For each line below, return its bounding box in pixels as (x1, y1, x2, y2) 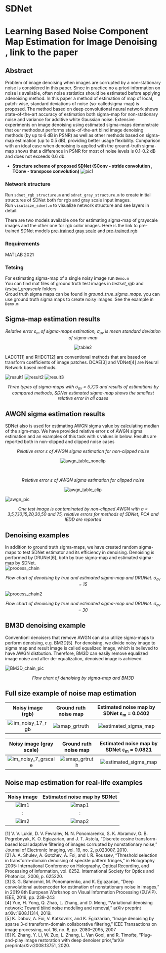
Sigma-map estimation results (5, 315, 100, 323)
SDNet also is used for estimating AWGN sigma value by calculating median (5, 423, 159, 429)
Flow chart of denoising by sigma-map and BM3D (32, 675, 134, 681)
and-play (5, 937, 24, 943)
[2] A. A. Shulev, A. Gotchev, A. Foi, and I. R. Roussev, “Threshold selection (5, 852, 158, 858)
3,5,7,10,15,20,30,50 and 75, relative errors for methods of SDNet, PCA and (7, 511, 159, 517)
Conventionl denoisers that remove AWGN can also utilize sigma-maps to (5, 635, 155, 640)
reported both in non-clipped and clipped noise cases (5, 439, 115, 445)
